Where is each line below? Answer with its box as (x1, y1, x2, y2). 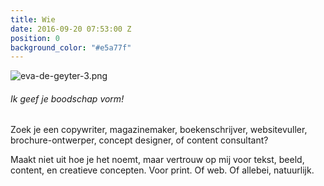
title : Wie (10, 14, 56, 25)
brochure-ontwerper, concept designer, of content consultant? (10, 134, 269, 146)
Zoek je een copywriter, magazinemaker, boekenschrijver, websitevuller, (10, 124, 308, 136)
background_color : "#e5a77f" (10, 42, 132, 53)
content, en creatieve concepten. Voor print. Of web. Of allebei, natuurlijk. (10, 164, 315, 176)
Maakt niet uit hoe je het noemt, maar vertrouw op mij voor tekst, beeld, (10, 154, 305, 166)
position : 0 (10, 33, 60, 43)
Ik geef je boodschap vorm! (10, 92, 125, 105)
